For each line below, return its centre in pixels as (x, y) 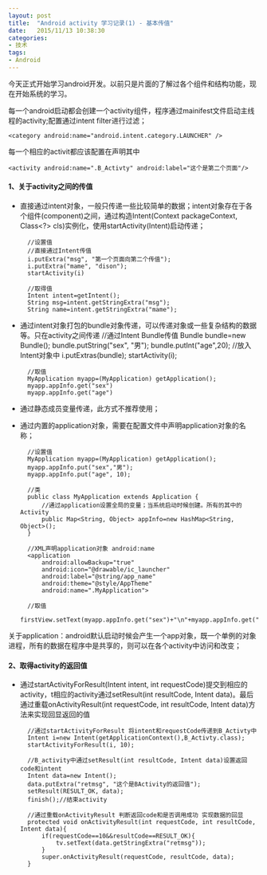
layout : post (30, 16)
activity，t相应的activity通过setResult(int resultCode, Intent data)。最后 (137, 695)
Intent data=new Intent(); (72, 776)
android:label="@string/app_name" (98, 577)
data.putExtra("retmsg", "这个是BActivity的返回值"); (114, 785)
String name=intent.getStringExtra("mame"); (102, 310)
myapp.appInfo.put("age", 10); (79, 475)
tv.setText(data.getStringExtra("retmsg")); (131, 843)
